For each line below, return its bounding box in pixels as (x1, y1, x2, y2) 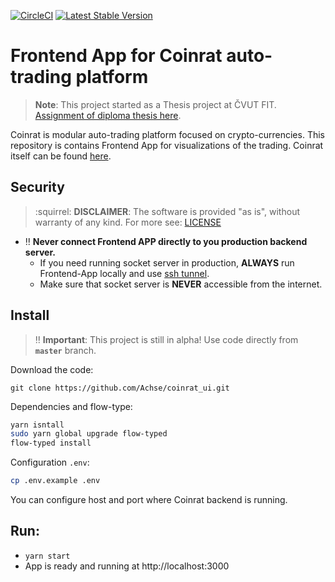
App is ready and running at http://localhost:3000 (24, 560, 230, 572)
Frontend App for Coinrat (10, 45, 223, 67)
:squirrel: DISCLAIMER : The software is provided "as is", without (34, 205, 300, 217)
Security (10, 179, 65, 196)
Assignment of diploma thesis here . (34, 109, 182, 121)
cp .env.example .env (10, 476, 101, 486)
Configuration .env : (10, 456, 90, 469)
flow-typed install (10, 438, 92, 449)
